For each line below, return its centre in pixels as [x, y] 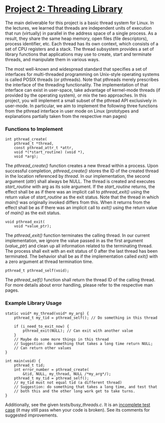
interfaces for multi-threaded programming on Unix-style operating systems [82, 74]
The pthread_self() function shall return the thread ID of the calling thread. [80, 280]
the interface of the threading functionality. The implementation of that [77, 84]
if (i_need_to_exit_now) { [42, 326]
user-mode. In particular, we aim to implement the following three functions [82, 106]
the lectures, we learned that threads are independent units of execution [78, 28]
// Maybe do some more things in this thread [62, 339]
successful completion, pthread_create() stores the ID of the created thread [82, 171]
